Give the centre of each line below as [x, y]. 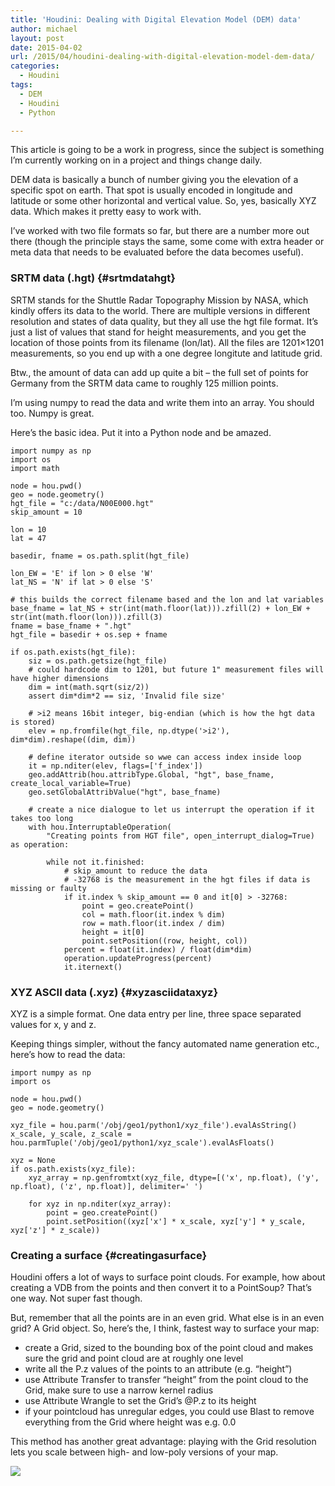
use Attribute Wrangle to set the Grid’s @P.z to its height [140, 1401]
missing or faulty [48, 888]
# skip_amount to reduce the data [135, 871]
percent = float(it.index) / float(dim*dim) [158, 949]
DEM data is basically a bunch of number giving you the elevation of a [154, 180]
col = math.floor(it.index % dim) [153, 914]
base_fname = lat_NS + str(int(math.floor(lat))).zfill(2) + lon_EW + [160, 608]
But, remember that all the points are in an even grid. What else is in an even [167, 1318]
